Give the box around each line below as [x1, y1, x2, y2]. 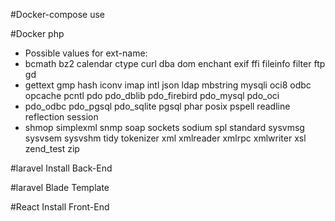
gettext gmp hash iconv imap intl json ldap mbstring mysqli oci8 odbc [24, 79, 312, 91]
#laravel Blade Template [10, 182, 110, 193]
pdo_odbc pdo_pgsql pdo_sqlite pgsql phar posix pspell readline [24, 100, 291, 112]
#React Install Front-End [10, 201, 110, 213]
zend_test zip [24, 143, 80, 154]
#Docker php [10, 28, 65, 39]
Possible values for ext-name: [24, 47, 148, 59]
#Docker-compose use [10, 9, 105, 20]
